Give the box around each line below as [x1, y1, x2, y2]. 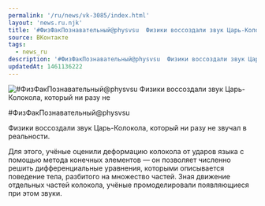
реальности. [8, 131, 50, 141]
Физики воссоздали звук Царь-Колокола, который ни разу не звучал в [8, 123, 247, 132]
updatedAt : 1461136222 [8, 63, 83, 71]
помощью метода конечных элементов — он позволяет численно [8, 155, 231, 164]
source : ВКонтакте [8, 33, 69, 42]
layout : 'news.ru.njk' [8, 19, 83, 27]
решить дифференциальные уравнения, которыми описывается [8, 163, 225, 173]
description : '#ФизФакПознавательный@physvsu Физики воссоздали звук [8, 56, 245, 64]
